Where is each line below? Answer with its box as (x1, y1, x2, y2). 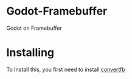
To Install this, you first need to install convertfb (6, 66, 126, 73)
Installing (6, 46, 55, 60)
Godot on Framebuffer (6, 24, 63, 32)
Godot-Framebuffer (6, 4, 108, 18)
